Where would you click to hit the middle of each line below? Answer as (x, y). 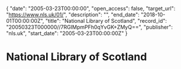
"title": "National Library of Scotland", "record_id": (106, 21)
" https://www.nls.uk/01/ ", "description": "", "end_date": (73, 15)
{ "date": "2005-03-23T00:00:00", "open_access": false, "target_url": (91, 8)
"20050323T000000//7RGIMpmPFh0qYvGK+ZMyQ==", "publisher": (90, 27)
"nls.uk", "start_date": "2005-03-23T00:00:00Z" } (67, 33)
